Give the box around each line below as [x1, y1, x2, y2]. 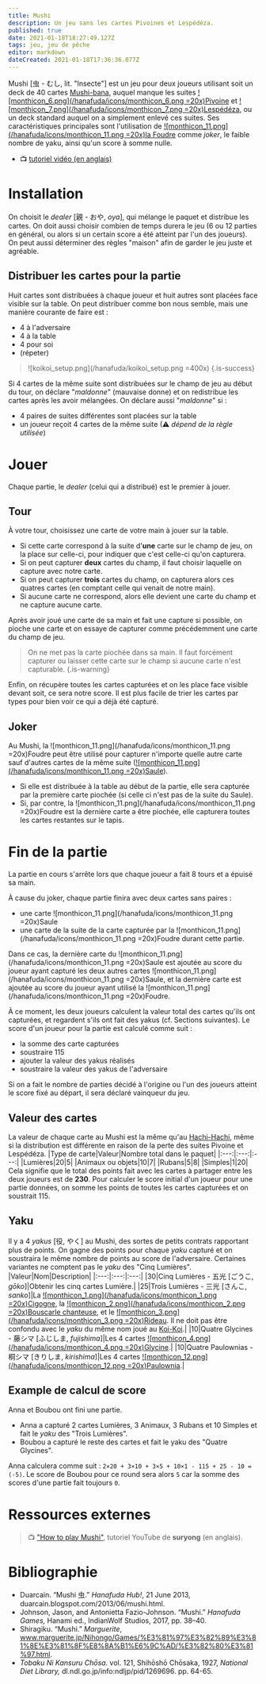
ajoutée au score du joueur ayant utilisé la [8, 983, 145, 993]
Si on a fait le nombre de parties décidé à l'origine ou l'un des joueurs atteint [8, 1080, 257, 1090]
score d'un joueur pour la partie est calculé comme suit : [8, 1024, 192, 1033]
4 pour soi [19, 339, 54, 349]
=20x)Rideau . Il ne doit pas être [124, 1315, 228, 1325]
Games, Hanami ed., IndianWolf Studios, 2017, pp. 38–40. [19, 1616, 207, 1625]
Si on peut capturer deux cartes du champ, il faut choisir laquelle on [19, 558, 242, 567]
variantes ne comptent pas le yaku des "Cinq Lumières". [8, 1262, 192, 1271]
